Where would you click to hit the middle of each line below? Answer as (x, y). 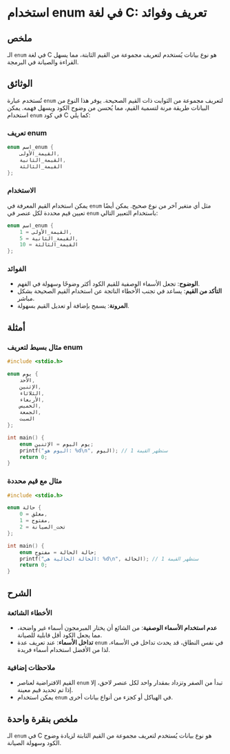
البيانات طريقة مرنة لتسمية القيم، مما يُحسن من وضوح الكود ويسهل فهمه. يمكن (108, 108)
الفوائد (17, 269)
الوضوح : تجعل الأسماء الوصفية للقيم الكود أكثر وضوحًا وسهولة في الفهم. (108, 284)
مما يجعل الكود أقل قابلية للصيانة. (60, 635)
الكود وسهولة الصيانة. (34, 742)
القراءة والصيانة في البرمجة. (43, 62)
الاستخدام (22, 190)
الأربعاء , (32, 399)
